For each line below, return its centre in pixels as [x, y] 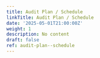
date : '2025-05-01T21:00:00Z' [45, 23]
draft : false [23, 40]
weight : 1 [19, 29]
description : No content [38, 34]
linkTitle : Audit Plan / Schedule [50, 18]
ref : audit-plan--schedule [41, 46]
